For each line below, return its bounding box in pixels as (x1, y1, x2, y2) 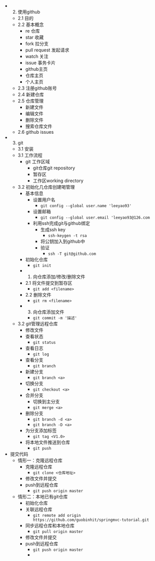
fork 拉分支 (25, 41, 49, 46)
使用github (17, 9, 41, 15)
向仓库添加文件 (33, 309, 65, 315)
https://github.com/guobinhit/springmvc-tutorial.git (33, 517, 149, 522)
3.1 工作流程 (17, 152, 43, 158)
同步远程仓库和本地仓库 (25, 522, 75, 528)
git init (33, 263, 52, 268)
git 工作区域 (25, 159, 50, 164)
